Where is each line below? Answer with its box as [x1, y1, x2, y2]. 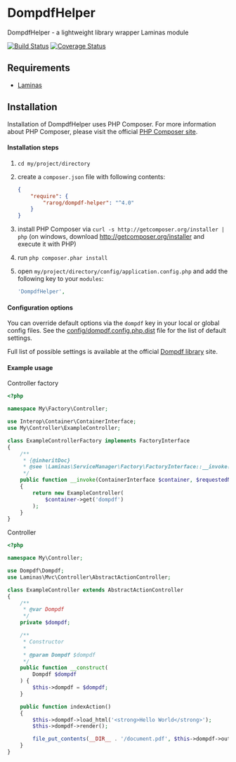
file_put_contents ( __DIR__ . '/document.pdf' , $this [32, 735, 190, 742]
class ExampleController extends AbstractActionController [7, 586, 184, 593]
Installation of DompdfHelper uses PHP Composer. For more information [7, 119, 216, 128]
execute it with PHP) [17, 240, 77, 249]
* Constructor [22, 638, 65, 645]
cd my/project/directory [17, 160, 91, 167]
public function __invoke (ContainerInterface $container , [20, 476, 193, 484]
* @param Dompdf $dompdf [22, 651, 96, 658]
